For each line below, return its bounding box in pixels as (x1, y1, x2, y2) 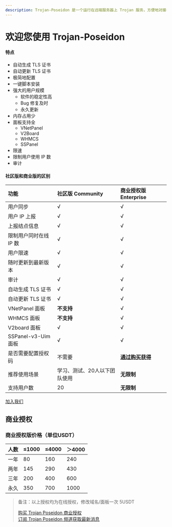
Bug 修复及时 (20, 100, 49, 106)
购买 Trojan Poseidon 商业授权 (17, 510, 82, 516)
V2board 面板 (8, 324, 41, 332)
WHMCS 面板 (8, 315, 40, 322)
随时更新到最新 (8, 259, 45, 266)
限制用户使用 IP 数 (12, 154, 51, 160)
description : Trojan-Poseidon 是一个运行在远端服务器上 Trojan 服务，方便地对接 (5, 7, 166, 13)
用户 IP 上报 (8, 213, 36, 220)
